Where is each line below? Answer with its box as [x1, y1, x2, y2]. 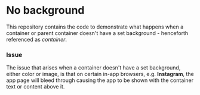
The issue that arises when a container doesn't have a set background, [6, 64, 181, 71]
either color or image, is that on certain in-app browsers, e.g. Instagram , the [6, 71, 194, 78]
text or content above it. [6, 83, 65, 90]
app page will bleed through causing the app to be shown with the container [6, 77, 194, 84]
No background [6, 4, 85, 17]
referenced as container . [6, 36, 67, 43]
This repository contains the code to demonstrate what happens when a [6, 23, 184, 30]
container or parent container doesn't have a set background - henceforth [6, 29, 189, 36]
